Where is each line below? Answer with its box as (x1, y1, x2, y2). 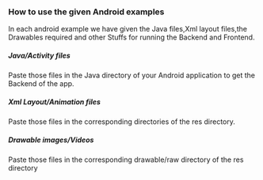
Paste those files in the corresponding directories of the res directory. (8, 117, 236, 126)
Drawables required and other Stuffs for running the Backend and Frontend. (8, 32, 255, 42)
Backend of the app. (8, 79, 74, 88)
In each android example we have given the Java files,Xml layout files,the (8, 24, 248, 34)
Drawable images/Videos (8, 135, 94, 144)
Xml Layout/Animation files (8, 97, 101, 107)
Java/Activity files (8, 51, 71, 60)
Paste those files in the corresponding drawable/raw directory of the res (8, 155, 244, 164)
